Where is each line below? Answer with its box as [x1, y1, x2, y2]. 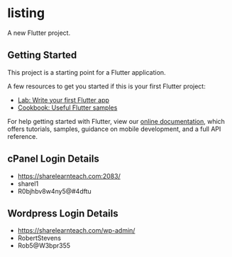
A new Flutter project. [7, 28, 71, 37]
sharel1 [17, 179, 39, 188]
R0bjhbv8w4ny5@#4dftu [17, 187, 92, 195]
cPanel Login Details [7, 153, 99, 165]
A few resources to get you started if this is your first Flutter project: [7, 82, 206, 90]
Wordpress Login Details [7, 207, 118, 219]
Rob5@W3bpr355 [17, 241, 71, 250]
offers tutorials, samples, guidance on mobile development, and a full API [7, 125, 221, 133]
